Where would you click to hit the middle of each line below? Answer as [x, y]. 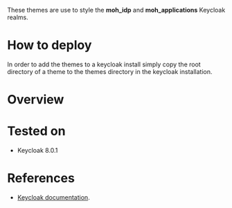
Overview [36, 100]
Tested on [36, 131]
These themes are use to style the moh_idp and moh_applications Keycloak [116, 10]
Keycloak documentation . [53, 197]
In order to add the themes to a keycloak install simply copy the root [104, 64]
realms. [18, 17]
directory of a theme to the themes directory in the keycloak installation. [110, 71]
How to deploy [50, 45]
